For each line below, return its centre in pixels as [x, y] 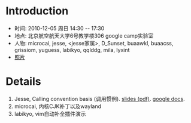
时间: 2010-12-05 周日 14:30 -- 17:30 [59, 28]
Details [23, 82]
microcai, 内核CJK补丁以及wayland [58, 106]
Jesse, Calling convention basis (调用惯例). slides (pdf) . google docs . [99, 99]
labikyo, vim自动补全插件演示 [50, 113]
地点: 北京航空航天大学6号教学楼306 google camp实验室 [84, 36]
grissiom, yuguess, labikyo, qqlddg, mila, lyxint [72, 50]
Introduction [37, 11]
